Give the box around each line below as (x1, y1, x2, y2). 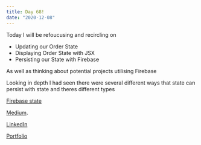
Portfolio (6, 132, 28, 140)
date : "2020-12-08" (6, 14, 56, 21)
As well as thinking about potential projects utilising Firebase (6, 67, 157, 74)
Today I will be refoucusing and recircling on (6, 31, 116, 38)
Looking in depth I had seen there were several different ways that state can (6, 79, 196, 86)
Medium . (6, 109, 28, 116)
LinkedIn (6, 120, 28, 127)
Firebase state (6, 97, 42, 105)
